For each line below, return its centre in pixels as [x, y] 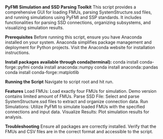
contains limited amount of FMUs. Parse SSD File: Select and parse [72, 96]
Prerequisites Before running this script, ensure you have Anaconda [73, 37]
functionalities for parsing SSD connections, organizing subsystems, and [78, 22]
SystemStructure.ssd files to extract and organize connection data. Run [77, 101]
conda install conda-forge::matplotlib [42, 72]
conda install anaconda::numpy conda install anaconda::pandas [94, 67]
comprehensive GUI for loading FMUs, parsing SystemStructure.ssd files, [79, 12]
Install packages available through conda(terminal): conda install [72, 62]
